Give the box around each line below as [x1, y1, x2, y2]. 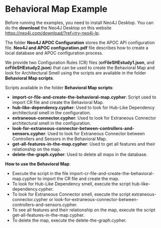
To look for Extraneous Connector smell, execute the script [12, 191, 131, 197]
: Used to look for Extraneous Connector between [45, 130, 145, 136]
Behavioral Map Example [5, 3, 108, 15]
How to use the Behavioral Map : [5, 161, 71, 167]
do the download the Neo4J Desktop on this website [5, 25, 112, 30]
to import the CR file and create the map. [37, 176, 120, 181]
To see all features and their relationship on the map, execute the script [12, 207, 156, 213]
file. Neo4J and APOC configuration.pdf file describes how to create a [5, 45, 149, 51]
